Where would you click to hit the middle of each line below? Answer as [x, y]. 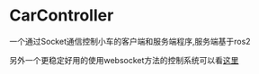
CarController [62, 16]
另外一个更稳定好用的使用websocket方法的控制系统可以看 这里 [124, 60]
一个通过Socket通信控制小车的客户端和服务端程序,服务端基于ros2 [130, 41]
